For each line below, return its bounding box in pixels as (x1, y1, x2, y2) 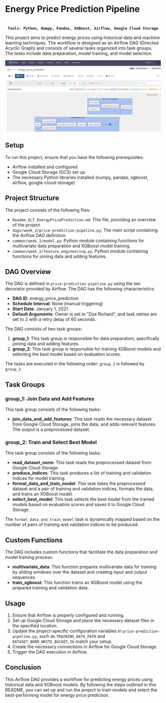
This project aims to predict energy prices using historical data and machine (5, 35, 160, 40)
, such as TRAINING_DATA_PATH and (37, 633, 105, 639)
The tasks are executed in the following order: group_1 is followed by (5, 361, 145, 367)
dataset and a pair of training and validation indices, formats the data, (12, 486, 154, 492)
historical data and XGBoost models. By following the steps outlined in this (5, 681, 157, 687)
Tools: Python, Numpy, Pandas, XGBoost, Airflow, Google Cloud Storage (7, 26, 159, 31)
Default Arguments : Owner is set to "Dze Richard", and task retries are (12, 311, 157, 317)
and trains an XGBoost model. (12, 491, 73, 497)
